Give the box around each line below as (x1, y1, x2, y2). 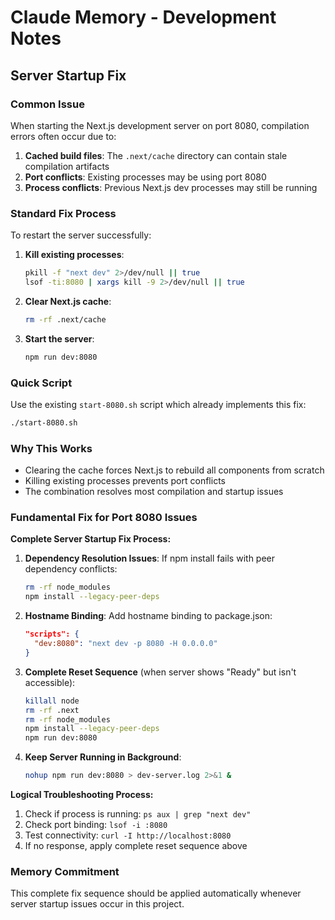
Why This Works (10, 441, 93, 455)
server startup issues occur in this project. (10, 898, 185, 910)
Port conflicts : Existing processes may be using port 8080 (24, 171, 267, 183)
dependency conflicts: (24, 563, 118, 575)
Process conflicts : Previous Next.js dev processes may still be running (24, 181, 318, 193)
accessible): (24, 676, 76, 688)
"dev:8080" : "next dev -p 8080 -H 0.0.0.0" (34, 639, 218, 649)
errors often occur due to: (10, 130, 117, 142)
